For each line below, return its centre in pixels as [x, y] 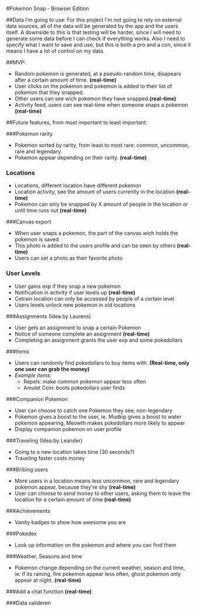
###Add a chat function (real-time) [49, 591]
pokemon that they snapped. [49, 92]
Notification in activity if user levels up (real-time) [75, 292]
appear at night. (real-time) [48, 580]
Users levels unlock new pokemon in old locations [75, 305]
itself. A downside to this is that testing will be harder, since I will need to [94, 32]
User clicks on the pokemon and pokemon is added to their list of [93, 86]
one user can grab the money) [52, 369]
